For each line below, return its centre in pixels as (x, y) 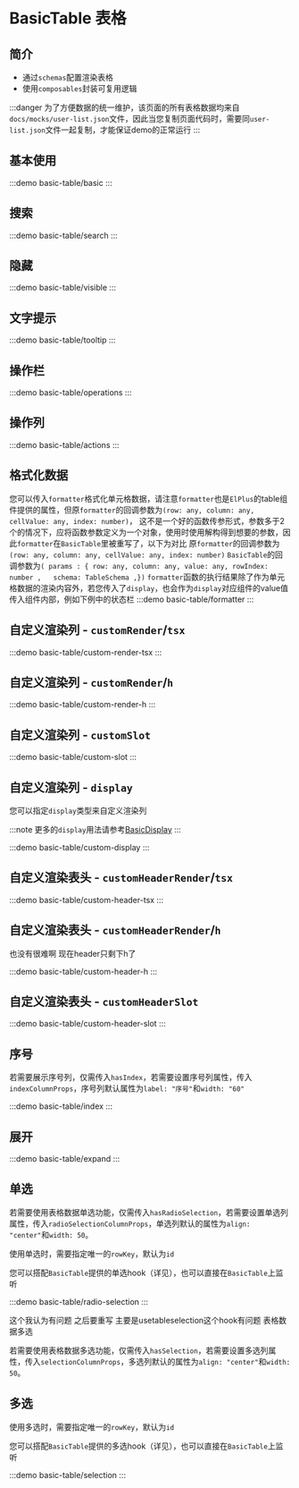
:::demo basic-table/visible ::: (63, 288)
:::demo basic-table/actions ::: (64, 444)
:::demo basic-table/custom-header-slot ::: (88, 1024)
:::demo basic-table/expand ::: (65, 1158)
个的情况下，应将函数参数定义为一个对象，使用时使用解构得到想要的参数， (146, 532)
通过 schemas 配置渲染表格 (67, 77)
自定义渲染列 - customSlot (80, 735)
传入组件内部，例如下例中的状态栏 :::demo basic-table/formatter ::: (132, 599)
